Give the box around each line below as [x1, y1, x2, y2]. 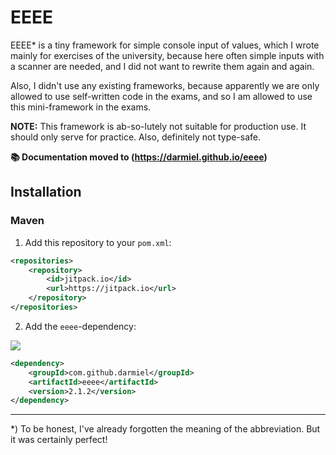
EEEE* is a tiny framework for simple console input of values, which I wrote [10, 39, 320, 51]
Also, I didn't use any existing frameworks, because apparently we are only [10, 79, 320, 91]
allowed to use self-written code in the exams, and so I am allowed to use [10, 90, 313, 102]
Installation [10, 184, 82, 201]
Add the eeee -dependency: [24, 320, 137, 332]
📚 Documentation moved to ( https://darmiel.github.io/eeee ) [10, 151, 268, 163]
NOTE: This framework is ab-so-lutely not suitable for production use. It [10, 120, 307, 132]
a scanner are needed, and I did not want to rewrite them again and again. [10, 60, 315, 72]
